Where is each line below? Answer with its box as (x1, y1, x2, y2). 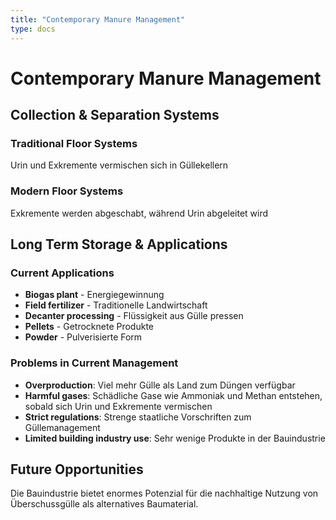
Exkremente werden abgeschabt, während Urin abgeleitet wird (10, 207, 269, 219)
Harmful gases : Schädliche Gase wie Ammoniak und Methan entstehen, (24, 389, 323, 401)
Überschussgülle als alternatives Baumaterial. (10, 498, 199, 510)
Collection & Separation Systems (10, 107, 220, 124)
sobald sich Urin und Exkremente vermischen (24, 400, 213, 412)
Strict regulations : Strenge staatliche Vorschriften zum (24, 411, 252, 423)
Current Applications (10, 266, 115, 280)
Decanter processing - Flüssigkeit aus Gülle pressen (24, 310, 244, 322)
